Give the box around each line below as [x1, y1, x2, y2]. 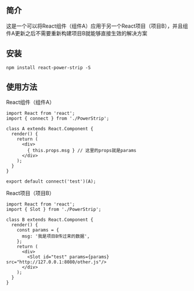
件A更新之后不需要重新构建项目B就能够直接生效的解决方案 [6, 29, 147, 37]
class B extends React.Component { [6, 217, 94, 223]
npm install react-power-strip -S [6, 64, 91, 71]
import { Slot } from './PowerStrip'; [6, 207, 101, 213]
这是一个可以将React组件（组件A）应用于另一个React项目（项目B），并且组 [6, 22, 188, 29]
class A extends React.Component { [6, 126, 94, 132]
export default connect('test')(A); [6, 178, 96, 184]
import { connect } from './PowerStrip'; [6, 115, 110, 122]
